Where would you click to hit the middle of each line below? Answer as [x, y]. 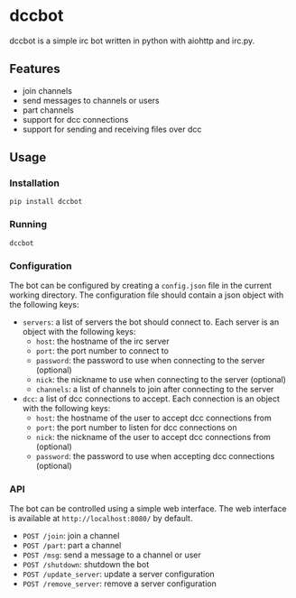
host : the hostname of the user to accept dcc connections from [154, 418]
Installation [35, 183]
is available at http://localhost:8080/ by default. [101, 519]
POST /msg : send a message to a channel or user [111, 555]
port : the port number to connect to [102, 351]
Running [28, 225]
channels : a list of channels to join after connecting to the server [155, 390]
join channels [47, 90]
